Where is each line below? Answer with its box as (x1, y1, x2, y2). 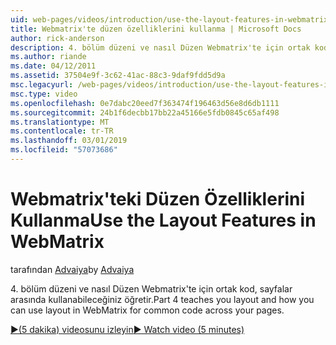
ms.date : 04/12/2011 (10, 61, 97, 71)
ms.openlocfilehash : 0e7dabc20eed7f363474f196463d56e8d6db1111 (10, 98, 280, 108)
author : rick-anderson (10, 33, 105, 43)
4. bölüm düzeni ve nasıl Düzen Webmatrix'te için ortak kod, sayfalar (10, 282, 293, 295)
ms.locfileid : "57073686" (10, 145, 118, 155)
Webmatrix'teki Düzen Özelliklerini (10, 188, 306, 211)
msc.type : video (10, 89, 78, 99)
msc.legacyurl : (10, 80, 74, 90)
